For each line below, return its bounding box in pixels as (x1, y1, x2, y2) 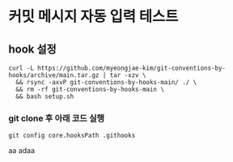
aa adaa (8, 146, 35, 156)
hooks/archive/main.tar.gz (8, 71, 100, 79)
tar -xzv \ (109, 71, 147, 79)
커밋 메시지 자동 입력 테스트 (8, 7, 179, 26)
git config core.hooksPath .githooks (8, 131, 136, 140)
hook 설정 (8, 42, 57, 56)
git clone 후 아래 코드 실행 (8, 113, 105, 124)
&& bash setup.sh (15, 92, 74, 100)
